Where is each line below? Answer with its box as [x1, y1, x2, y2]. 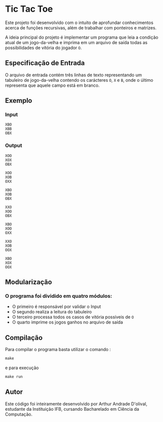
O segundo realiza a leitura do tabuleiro [12, 309, 92, 315]
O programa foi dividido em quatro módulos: [5, 293, 113, 300]
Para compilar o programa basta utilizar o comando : [5, 347, 111, 352]
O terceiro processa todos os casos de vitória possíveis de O [12, 314, 134, 320]
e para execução [5, 365, 39, 371]
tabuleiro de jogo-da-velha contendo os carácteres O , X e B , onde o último [5, 77, 153, 83]
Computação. [5, 411, 33, 417]
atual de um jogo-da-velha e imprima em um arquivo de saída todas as [5, 39, 148, 45]
